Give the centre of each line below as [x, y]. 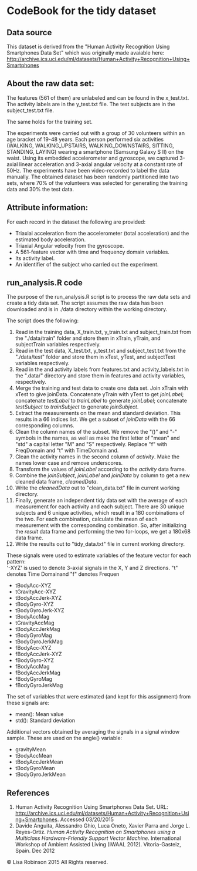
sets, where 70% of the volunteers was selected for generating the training [97, 183]
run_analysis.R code [45, 283]
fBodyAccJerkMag [38, 673]
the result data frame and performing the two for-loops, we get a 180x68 [103, 532]
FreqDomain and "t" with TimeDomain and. [67, 451]
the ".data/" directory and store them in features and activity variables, [100, 376]
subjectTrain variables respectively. [58, 345]
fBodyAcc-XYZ [33, 648]
